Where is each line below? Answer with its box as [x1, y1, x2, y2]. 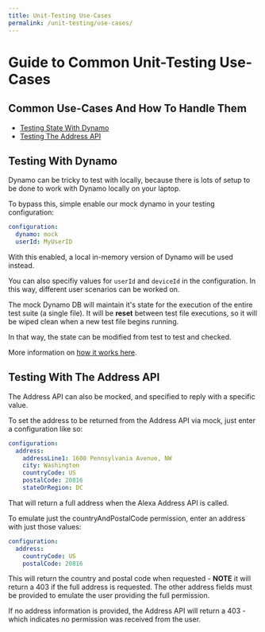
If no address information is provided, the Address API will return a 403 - [8, 606, 246, 616]
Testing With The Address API [8, 370, 160, 384]
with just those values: [8, 521, 82, 531]
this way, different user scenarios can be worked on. [8, 284, 180, 294]
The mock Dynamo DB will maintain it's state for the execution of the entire [8, 300, 253, 309]
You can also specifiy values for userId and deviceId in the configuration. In [8, 276, 256, 285]
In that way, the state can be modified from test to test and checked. [8, 332, 232, 342]
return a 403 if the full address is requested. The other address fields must [8, 582, 252, 592]
